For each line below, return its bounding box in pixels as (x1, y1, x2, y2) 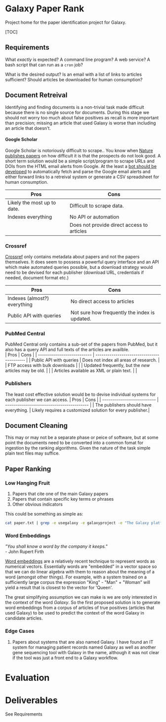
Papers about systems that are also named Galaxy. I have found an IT (12, 639, 154, 645)
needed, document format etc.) (5, 275, 69, 281)
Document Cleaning (5, 421, 68, 430)
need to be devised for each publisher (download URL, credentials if (5, 269, 144, 275)
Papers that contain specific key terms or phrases (12, 496, 114, 502)
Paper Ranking (5, 464, 51, 473)
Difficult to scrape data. (69, 202, 124, 209)
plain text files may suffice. (5, 450, 60, 456)
